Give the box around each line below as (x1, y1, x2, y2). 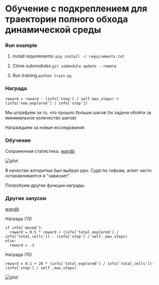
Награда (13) (5, 216, 32, 222)
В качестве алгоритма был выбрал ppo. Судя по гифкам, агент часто (5, 167, 152, 173)
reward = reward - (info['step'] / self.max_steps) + (5, 96, 119, 101)
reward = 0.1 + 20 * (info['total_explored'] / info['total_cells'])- (5, 261, 155, 267)
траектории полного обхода (5, 13, 128, 25)
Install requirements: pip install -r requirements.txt (12, 53, 125, 59)
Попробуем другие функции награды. (5, 182, 86, 188)
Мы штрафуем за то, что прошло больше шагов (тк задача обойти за (5, 109, 152, 115)
